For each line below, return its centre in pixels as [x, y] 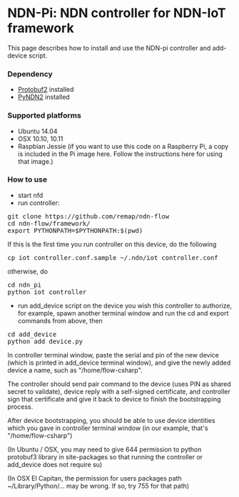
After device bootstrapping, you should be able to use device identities [111, 420]
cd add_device [32, 334]
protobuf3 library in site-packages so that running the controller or [105, 456]
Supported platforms [45, 115]
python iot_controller [47, 292]
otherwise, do [28, 271]
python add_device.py [45, 341]
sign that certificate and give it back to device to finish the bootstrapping [114, 399]
